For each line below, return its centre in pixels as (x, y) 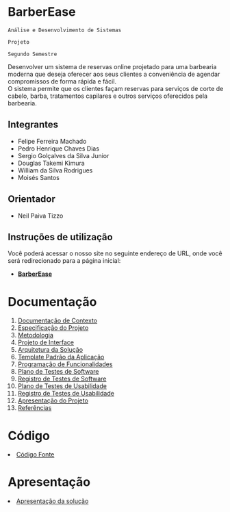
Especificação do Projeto (53, 328)
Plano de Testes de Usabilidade (62, 386)
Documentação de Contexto (57, 321)
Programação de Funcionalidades (65, 364)
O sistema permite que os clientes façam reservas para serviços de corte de (116, 88)
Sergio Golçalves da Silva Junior (63, 155)
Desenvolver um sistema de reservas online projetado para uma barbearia (112, 66)
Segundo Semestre (33, 54)
